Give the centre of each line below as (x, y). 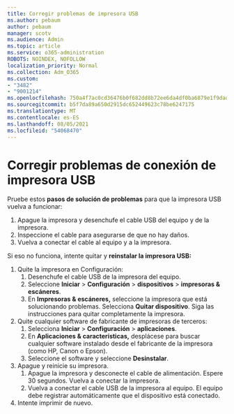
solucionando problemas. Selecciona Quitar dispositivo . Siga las (121, 306)
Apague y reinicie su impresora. (63, 366)
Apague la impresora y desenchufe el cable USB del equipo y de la (113, 220)
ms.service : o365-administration (56, 53)
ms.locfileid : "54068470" (45, 131)
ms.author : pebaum (34, 20)
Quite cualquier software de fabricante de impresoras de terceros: (112, 321)
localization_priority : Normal (53, 66)
